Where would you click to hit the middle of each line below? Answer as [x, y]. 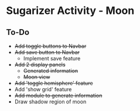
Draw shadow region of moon [50, 102]
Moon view [37, 77]
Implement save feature [52, 58]
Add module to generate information [58, 95]
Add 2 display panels [40, 65]
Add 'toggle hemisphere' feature [54, 83]
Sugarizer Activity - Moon [70, 11]
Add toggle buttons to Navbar [50, 46]
